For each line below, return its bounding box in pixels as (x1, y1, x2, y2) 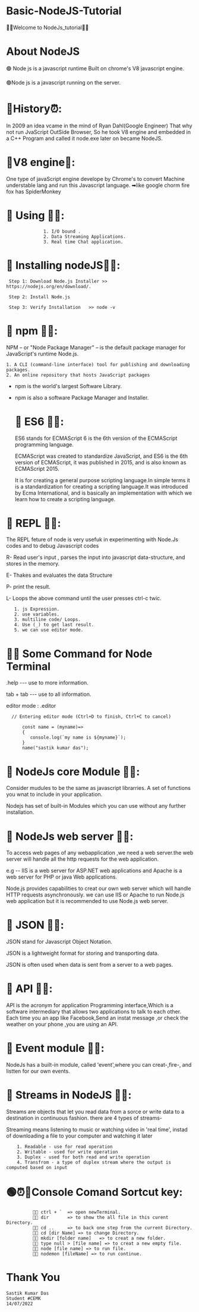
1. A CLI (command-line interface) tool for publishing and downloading (6, 361, 190, 367)
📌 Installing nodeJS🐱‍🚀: (6, 258, 121, 272)
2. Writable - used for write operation (17, 1149, 118, 1155)
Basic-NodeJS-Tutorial (6, 4, 122, 18)
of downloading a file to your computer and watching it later (6, 1132, 153, 1139)
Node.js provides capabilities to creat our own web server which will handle (6, 885, 191, 892)
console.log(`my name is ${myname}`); (30, 735, 127, 741)
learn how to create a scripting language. (14, 495, 116, 502)
